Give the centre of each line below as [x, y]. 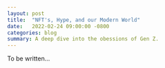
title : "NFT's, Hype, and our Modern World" [74, 20]
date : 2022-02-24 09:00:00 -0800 [58, 26]
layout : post [26, 13]
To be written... [29, 58]
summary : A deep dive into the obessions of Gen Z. [83, 39]
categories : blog [32, 33]
